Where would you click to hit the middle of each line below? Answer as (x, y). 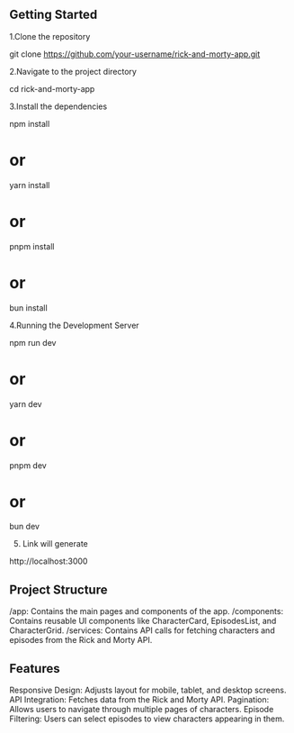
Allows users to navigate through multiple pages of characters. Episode (142, 710)
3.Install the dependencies (58, 106)
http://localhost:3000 (49, 561)
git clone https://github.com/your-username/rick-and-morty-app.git (135, 54)
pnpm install (32, 246)
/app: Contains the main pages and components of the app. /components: (147, 611)
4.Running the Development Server (74, 325)
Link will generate (55, 544)
